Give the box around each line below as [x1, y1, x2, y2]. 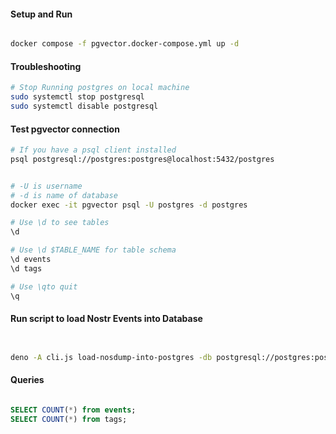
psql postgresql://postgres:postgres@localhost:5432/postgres [10, 154, 275, 164]
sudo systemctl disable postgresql [10, 101, 159, 112]
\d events [10, 255, 52, 265]
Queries [10, 374, 45, 386]
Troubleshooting [10, 60, 82, 72]
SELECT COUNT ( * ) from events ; [10, 405, 137, 415]
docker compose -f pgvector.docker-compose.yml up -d [10, 39, 240, 49]
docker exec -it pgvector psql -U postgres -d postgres [10, 200, 248, 210]
